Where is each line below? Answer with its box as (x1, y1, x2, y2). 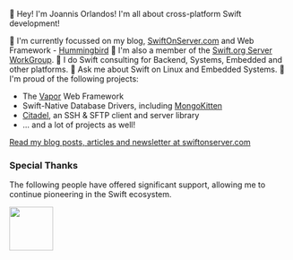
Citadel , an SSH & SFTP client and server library (22, 110, 200, 120)
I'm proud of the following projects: (9, 74, 139, 84)
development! (9, 18, 60, 29)
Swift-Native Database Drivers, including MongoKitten (22, 100, 222, 111)
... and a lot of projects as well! (22, 119, 136, 130)
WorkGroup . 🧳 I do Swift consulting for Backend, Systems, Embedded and (9, 55, 282, 65)
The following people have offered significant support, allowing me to (9, 179, 266, 190)
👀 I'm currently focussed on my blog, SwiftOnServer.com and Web (9, 36, 254, 46)
